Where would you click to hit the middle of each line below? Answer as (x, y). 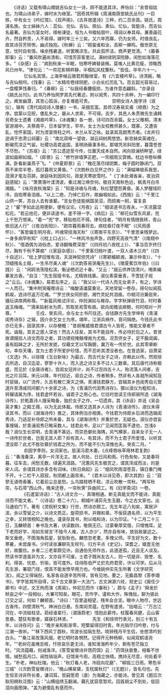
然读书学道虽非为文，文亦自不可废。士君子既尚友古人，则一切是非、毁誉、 (81, 556)
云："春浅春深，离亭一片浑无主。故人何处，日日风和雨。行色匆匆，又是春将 (83, 457)
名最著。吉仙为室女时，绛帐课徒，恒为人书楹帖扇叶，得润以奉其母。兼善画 (81, 32)
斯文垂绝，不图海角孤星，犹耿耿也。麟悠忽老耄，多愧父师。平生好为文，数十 (83, 538)
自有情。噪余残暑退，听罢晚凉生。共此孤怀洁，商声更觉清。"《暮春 (91, 51)
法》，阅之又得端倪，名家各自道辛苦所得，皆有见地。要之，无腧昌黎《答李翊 (83, 575)
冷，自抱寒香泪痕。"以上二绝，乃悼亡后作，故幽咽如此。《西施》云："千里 (80, 194)
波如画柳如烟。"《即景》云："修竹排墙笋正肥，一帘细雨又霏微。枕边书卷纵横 (83, 157)
